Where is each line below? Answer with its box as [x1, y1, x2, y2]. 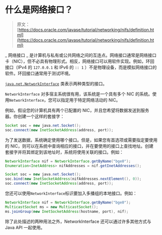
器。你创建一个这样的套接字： [5, 113, 64, 119]
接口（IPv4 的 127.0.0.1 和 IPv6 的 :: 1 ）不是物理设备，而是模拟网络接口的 [5, 64, 157, 70]
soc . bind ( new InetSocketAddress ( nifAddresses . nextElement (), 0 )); [5, 176, 142, 182]
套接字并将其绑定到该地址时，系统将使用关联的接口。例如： [5, 149, 124, 155]
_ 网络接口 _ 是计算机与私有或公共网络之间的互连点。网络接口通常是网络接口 [5, 52, 157, 58]
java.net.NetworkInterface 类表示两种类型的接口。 [5, 80, 107, 86]
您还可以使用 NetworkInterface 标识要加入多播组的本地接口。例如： [5, 190, 137, 196]
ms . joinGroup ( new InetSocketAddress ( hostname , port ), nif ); [5, 209, 129, 214]
